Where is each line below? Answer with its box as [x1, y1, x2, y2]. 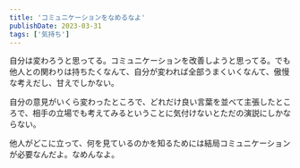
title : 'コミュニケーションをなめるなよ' [9, 13, 146, 22]
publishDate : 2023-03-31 [9, 21, 102, 30]
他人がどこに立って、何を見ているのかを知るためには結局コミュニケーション [9, 138, 291, 148]
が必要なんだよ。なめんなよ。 [9, 149, 119, 160]
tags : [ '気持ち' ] [9, 29, 70, 38]
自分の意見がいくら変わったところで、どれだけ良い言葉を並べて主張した [9, 97, 276, 107]
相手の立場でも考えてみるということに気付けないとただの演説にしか [32, 108, 284, 119]
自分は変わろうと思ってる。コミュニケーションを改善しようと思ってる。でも [9, 55, 291, 66]
